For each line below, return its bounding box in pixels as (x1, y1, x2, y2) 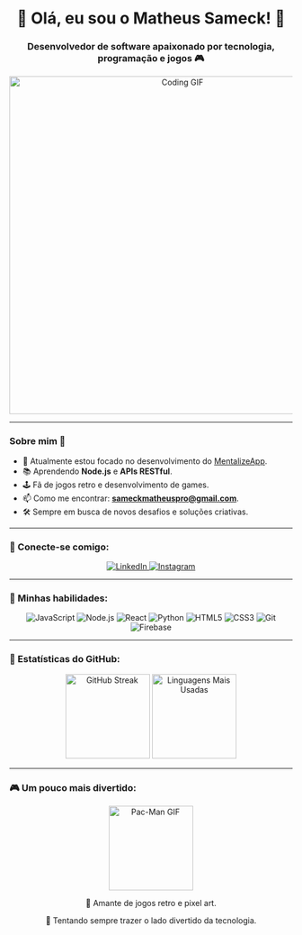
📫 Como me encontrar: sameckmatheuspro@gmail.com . (22, 493, 240, 504)
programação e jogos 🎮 (97, 52, 205, 65)
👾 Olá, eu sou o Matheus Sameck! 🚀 (16, 8, 286, 29)
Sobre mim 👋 (9, 435, 66, 448)
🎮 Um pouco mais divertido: (9, 781, 137, 794)
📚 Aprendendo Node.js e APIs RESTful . (22, 466, 173, 477)
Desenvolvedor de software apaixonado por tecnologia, (26, 41, 276, 53)
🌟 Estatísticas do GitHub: (9, 653, 120, 666)
